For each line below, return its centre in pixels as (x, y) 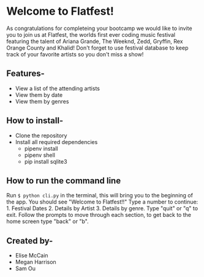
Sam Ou (25, 268)
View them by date (39, 95)
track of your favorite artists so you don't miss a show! (75, 54)
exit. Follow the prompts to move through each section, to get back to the (99, 215)
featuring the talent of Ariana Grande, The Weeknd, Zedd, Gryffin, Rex (95, 41)
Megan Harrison (36, 262)
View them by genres (42, 101)
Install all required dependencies (56, 142)
